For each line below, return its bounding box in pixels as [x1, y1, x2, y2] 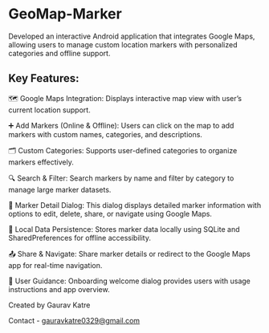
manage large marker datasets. [8, 185, 112, 194]
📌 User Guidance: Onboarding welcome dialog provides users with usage [8, 276, 251, 286]
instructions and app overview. [8, 284, 110, 294]
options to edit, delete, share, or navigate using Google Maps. [8, 209, 213, 218]
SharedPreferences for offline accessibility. [8, 233, 151, 242]
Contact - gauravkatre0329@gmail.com [8, 315, 141, 325]
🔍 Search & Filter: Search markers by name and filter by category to [8, 173, 234, 183]
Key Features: [8, 71, 79, 85]
